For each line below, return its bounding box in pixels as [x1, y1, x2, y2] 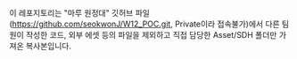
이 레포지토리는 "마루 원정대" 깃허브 [9, 8, 134, 18]
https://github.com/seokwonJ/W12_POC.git [12, 18, 171, 29]
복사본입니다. [25, 41, 72, 51]
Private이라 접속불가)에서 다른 [175, 18, 280, 29]
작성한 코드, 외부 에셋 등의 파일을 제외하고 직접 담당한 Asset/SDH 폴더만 [25, 30, 277, 40]
